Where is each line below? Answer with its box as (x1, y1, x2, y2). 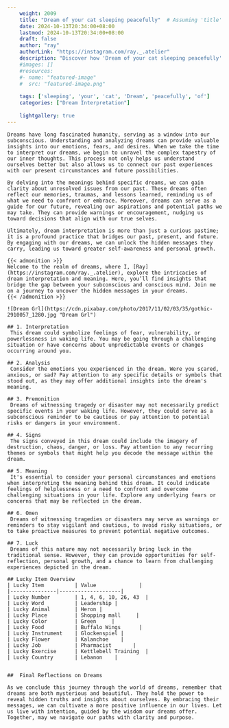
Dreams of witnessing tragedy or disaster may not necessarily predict (10, 401, 219, 409)
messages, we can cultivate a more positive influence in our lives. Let (7, 702, 223, 709)
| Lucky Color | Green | (7, 617, 115, 625)
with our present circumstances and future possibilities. (7, 167, 180, 174)
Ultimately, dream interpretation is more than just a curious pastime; (7, 227, 219, 234)
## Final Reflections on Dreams (7, 672, 103, 679)
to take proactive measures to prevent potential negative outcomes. (7, 527, 210, 534)
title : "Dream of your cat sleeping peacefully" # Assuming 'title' (19, 16, 223, 23)
